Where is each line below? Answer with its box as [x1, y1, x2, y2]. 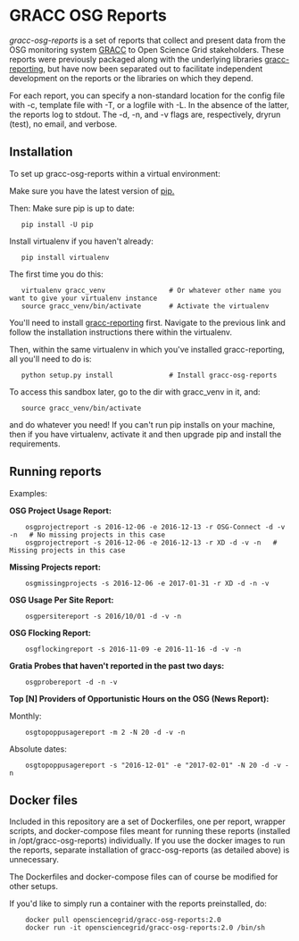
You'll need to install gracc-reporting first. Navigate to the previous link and [9, 317, 286, 328]
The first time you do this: [9, 269, 104, 279]
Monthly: [9, 711, 42, 721]
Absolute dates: [9, 743, 67, 754]
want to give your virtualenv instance [9, 294, 158, 303]
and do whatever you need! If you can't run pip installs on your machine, [9, 419, 276, 429]
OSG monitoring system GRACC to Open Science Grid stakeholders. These [9, 44, 285, 54]
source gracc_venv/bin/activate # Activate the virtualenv [21, 301, 270, 311]
